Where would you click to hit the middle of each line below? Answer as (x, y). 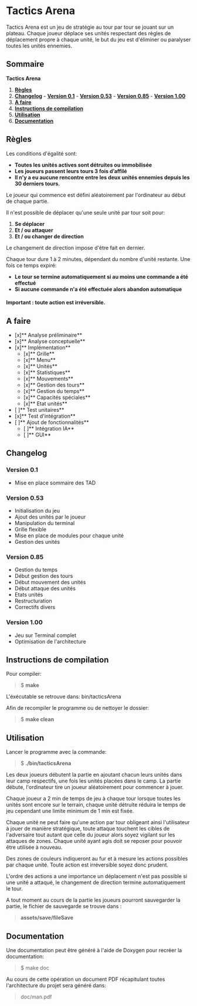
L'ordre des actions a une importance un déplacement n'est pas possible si (97, 876)
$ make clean (37, 719)
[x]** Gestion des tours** (54, 385)
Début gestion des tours (44, 576)
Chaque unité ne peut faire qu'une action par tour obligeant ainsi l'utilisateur (98, 822)
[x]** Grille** (39, 354)
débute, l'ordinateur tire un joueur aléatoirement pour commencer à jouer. (95, 787)
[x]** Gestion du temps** (54, 391)
